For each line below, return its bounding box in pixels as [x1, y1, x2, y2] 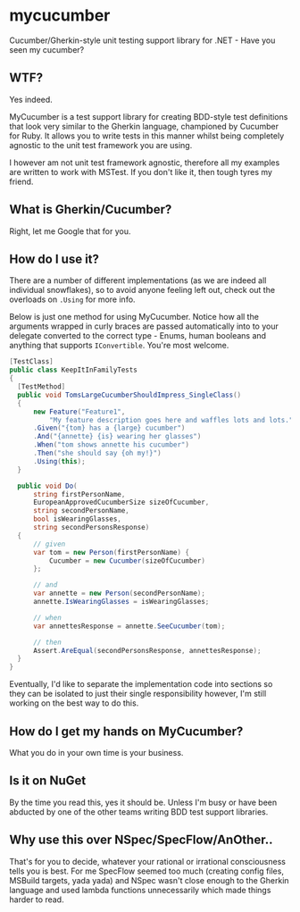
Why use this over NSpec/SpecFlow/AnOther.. [9, 833, 273, 848]
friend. [9, 176, 34, 187]
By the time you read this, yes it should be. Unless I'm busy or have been [9, 797, 278, 807]
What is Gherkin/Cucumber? [9, 202, 172, 217]
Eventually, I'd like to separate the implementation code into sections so [9, 679, 273, 690]
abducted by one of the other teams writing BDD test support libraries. [9, 806, 269, 817]
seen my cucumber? [9, 44, 85, 54]
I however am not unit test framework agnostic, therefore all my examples [9, 157, 280, 168]
